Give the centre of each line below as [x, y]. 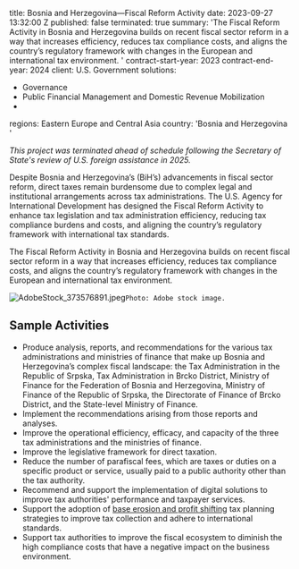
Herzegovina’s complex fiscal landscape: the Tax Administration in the [151, 366]
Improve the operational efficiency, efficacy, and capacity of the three [150, 432]
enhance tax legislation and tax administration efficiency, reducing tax [138, 215]
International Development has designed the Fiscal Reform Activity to [137, 206]
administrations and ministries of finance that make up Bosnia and [144, 356]
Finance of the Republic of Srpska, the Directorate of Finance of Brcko [151, 395]
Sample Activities [59, 326]
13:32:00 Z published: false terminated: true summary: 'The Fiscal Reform [145, 22]
